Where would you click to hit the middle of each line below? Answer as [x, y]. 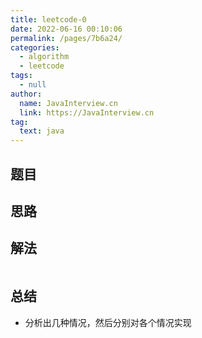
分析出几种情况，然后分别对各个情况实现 [108, 322]
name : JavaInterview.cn [68, 103]
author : [26, 94]
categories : [35, 47]
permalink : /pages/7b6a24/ [66, 38]
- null [33, 85]
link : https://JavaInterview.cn [87, 112]
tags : [21, 76]
